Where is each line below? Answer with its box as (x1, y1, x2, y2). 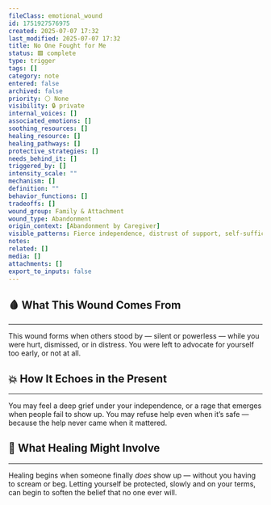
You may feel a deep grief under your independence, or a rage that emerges (8, 401, 262, 410)
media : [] (8, 252, 42, 260)
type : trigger (8, 57, 56, 65)
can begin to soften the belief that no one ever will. (8, 487, 177, 497)
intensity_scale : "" (8, 170, 78, 178)
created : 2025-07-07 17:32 (8, 27, 99, 35)
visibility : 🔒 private (8, 102, 85, 110)
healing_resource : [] (8, 132, 81, 140)
